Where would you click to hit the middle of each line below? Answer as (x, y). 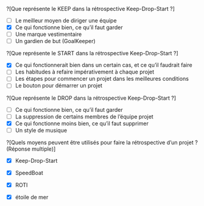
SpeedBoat (29, 173)
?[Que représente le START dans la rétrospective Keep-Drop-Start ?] (92, 53)
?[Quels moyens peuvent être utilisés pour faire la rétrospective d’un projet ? (102, 142)
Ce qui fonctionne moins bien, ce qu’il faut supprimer (82, 123)
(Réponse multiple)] (31, 149)
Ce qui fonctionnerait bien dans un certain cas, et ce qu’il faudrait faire (104, 65)
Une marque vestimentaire (48, 34)
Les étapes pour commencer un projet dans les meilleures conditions (102, 79)
